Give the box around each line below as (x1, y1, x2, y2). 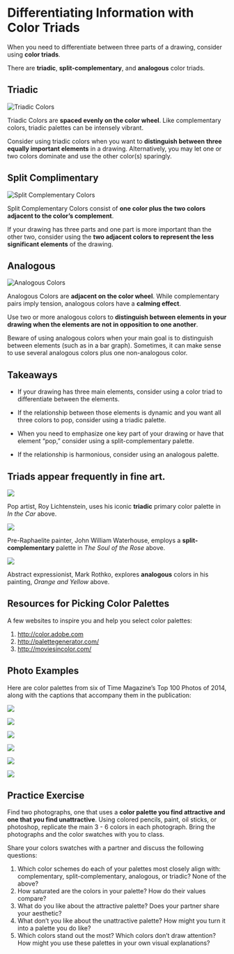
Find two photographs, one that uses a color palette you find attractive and (7, 808, 226, 817)
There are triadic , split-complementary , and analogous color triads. (7, 64, 205, 72)
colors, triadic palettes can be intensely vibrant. (7, 124, 144, 132)
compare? (17, 895, 47, 903)
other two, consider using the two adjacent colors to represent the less (7, 232, 214, 241)
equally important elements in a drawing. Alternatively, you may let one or (7, 144, 222, 153)
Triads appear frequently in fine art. (7, 470, 166, 482)
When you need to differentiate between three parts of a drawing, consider (7, 43, 223, 51)
